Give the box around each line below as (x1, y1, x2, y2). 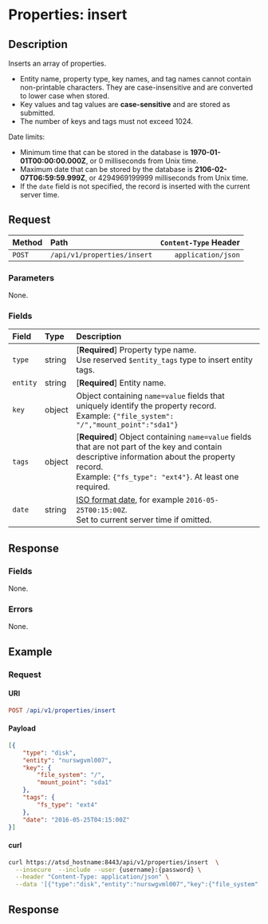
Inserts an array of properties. (8, 58, 107, 68)
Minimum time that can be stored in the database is (19, 148, 189, 157)
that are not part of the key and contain (76, 441, 223, 452)
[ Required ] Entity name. (76, 377, 166, 388)
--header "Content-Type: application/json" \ (15, 873, 170, 881)
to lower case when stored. (19, 91, 110, 101)
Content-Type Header (160, 237, 241, 248)
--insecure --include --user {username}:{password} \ (15, 866, 202, 874)
